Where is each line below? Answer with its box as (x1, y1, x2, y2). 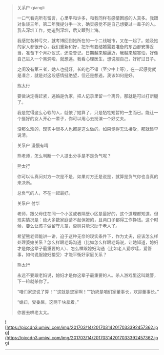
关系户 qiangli (17, 5, 45, 10)
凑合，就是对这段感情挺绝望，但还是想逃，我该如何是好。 (21, 73, 137, 78)
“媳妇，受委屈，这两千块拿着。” (17, 299, 79, 305)
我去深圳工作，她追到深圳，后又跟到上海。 (17, 27, 103, 33)
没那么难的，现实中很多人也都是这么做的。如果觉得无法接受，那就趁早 (17, 126, 159, 132)
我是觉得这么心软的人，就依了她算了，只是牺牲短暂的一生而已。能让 (17, 110, 154, 115)
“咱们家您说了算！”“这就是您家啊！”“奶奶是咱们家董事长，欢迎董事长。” (17, 289, 159, 295)
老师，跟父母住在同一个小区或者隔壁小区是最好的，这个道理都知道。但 (17, 211, 159, 217)
